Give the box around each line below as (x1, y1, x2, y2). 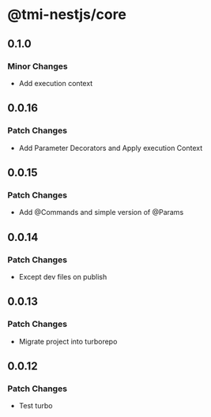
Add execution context (18, 78, 93, 88)
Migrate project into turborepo (18, 336, 118, 346)
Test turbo (18, 401, 53, 411)
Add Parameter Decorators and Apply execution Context (18, 143, 203, 152)
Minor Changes (7, 61, 68, 72)
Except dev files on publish (18, 272, 107, 281)
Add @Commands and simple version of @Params (18, 208, 184, 217)
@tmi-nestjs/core (7, 6, 127, 24)
